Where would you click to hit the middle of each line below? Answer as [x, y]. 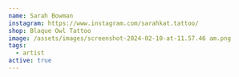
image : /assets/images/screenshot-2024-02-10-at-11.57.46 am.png [119, 38]
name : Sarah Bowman [41, 16]
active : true [30, 61]
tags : [17, 46]
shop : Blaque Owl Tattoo [50, 30]
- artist [30, 53]
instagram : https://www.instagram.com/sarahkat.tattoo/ [103, 23]
